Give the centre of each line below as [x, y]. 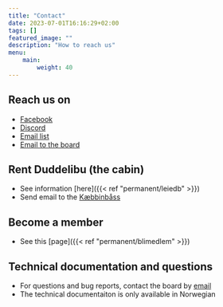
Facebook [36, 119]
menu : [17, 53]
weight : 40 [55, 68]
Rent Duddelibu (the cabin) [76, 169]
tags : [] [23, 30]
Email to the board [50, 144]
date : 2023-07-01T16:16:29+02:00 [64, 23]
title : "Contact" [37, 16]
